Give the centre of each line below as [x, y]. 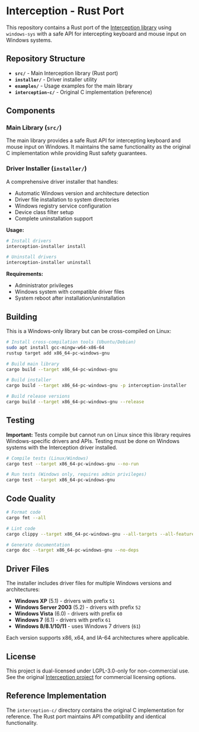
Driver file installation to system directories [67, 199]
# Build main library [33, 364]
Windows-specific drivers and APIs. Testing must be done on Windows [93, 441]
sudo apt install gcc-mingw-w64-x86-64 [55, 347]
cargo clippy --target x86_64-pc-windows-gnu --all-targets [82, 534]
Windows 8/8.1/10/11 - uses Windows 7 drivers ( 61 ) [78, 626]
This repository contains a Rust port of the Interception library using [89, 27]
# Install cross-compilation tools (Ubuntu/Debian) [71, 342]
